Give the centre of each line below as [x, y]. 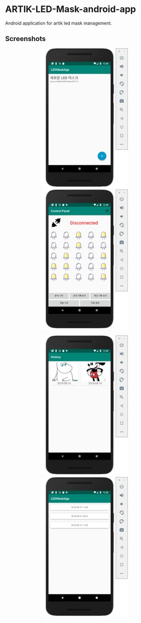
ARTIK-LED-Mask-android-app [70, 9]
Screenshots [25, 39]
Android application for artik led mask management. [59, 23]
